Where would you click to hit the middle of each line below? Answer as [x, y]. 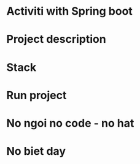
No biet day [36, 151]
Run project [37, 95]
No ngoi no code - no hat [70, 123]
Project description [56, 39]
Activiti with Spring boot [70, 11]
